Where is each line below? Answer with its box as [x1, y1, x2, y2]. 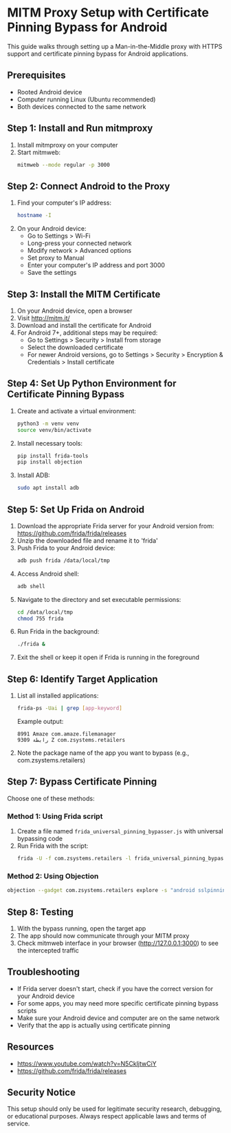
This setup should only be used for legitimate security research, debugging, [7, 1105, 222, 1113]
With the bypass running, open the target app [16, 924, 146, 933]
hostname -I [16, 212, 52, 219]
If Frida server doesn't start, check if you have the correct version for [16, 984, 213, 992]
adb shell [16, 583, 46, 590]
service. [7, 1119, 30, 1127]
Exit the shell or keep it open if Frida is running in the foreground [16, 653, 199, 662]
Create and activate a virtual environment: [16, 406, 136, 415]
